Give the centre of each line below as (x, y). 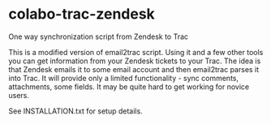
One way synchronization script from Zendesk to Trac (99, 36)
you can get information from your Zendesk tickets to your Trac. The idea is (135, 61)
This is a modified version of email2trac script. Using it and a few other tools (136, 52)
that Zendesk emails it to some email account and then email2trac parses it (134, 69)
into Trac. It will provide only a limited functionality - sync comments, (124, 78)
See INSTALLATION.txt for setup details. (76, 111)
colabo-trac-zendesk (82, 14)
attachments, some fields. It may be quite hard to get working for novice (129, 87)
